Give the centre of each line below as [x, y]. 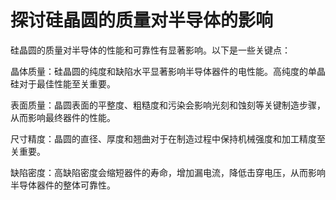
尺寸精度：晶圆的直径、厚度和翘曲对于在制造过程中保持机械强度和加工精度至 [168, 138]
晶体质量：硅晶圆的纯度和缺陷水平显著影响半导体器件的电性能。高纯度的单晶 [168, 71]
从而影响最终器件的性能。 [63, 117]
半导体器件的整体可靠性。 [63, 185]
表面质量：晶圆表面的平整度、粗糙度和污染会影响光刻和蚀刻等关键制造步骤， [168, 105]
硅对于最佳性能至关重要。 [63, 83]
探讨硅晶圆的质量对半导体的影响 [142, 20]
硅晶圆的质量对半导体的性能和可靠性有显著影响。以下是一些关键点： [150, 50]
